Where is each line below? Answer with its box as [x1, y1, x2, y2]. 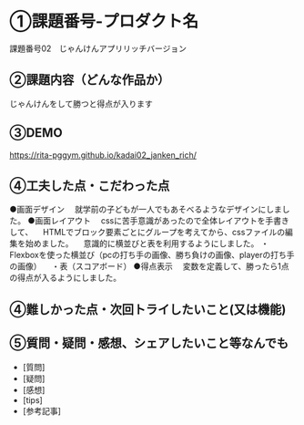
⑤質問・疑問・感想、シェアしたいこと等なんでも [9, 336, 289, 351]
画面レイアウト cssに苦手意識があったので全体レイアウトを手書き [35, 215, 289, 226]
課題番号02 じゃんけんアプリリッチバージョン [9, 43, 187, 54]
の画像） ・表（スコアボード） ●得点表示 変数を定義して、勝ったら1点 [9, 261, 289, 272]
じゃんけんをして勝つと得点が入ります [9, 98, 153, 109]
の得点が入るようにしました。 [9, 273, 117, 284]
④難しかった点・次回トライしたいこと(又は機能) [9, 301, 287, 317]
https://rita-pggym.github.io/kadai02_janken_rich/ [9, 150, 198, 161]
